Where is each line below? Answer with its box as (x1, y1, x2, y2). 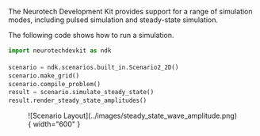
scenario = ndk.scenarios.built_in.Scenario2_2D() (8, 63, 179, 71)
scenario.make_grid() (8, 71, 80, 80)
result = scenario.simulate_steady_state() (8, 89, 155, 96)
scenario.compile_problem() (8, 80, 101, 88)
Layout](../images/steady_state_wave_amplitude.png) (63, 111, 238, 121)
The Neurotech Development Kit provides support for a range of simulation (8, 7, 253, 16)
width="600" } (32, 119, 81, 129)
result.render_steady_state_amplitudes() (8, 96, 147, 105)
